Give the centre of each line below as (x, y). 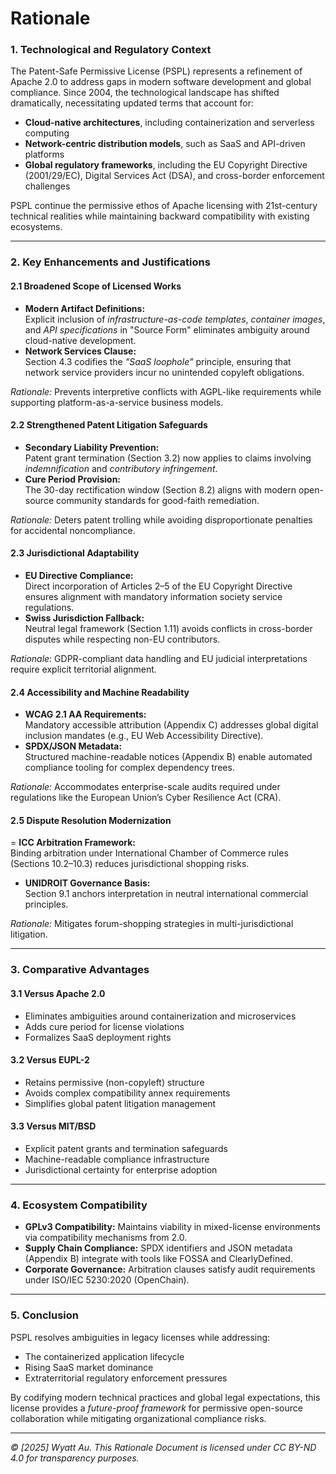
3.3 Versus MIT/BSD (53, 1126)
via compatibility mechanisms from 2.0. (106, 1238)
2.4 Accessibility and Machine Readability (100, 692)
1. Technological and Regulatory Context (111, 50)
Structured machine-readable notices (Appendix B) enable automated (168, 757)
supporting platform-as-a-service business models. (117, 402)
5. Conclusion (45, 1315)
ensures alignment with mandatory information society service (153, 597)
